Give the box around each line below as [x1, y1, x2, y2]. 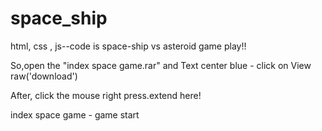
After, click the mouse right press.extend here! [10, 89, 202, 101]
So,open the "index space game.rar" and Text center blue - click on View [10, 59, 312, 71]
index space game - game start [10, 108, 140, 121]
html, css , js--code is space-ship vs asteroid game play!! [10, 40, 247, 52]
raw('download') [10, 70, 78, 82]
